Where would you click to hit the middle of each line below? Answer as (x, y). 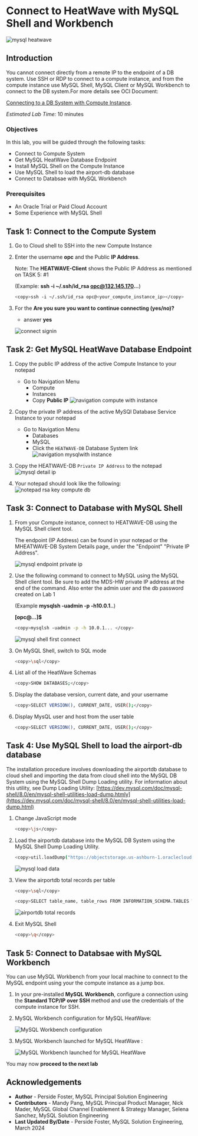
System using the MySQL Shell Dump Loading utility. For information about (97, 781)
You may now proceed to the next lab (52, 1064)
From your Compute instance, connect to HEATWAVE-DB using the (96, 522)
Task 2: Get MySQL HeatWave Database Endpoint (99, 350)
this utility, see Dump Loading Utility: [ (52, 788)
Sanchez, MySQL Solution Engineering (62, 1115)
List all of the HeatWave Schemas (55, 672)
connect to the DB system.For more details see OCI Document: (82, 91)
